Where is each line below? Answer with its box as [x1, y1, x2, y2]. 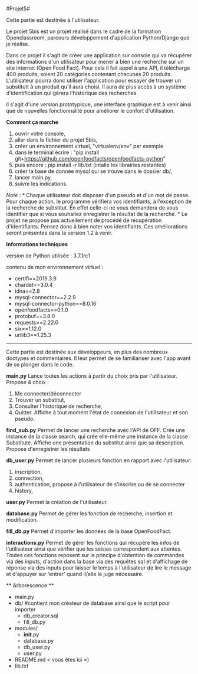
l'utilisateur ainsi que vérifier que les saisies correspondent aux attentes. [6, 545, 182, 552]
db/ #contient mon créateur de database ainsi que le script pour [14, 600, 170, 607]
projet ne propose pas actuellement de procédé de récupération [6, 217, 162, 224]
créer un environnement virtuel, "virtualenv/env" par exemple [14, 143, 164, 149]
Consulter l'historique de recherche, [14, 403, 103, 410]
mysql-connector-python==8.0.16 [14, 300, 97, 307]
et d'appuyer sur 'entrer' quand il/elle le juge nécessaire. [6, 571, 144, 577]
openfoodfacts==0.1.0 [14, 306, 69, 313]
